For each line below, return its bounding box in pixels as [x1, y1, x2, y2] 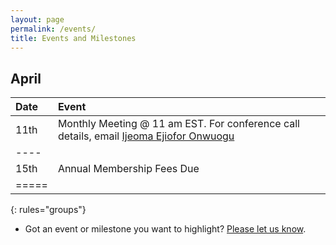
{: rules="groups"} [10, 204, 87, 216]
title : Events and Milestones [10, 33, 137, 43]
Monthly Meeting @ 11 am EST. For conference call [57, 117, 300, 131]
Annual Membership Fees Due [57, 162, 200, 176]
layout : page [10, 14, 65, 25]
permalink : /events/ [10, 24, 97, 34]
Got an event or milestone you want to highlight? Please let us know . [24, 223, 307, 235]
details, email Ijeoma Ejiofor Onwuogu [57, 129, 235, 143]
